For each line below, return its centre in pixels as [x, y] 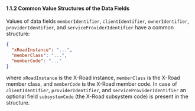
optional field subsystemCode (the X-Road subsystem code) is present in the [97, 96]
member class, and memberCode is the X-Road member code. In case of [92, 84]
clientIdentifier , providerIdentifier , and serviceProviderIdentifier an [96, 90]
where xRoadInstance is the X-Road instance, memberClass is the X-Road [93, 78]
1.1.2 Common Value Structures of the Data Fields [68, 8]
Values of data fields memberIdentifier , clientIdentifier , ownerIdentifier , [97, 21]
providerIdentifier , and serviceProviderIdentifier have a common [90, 28]
